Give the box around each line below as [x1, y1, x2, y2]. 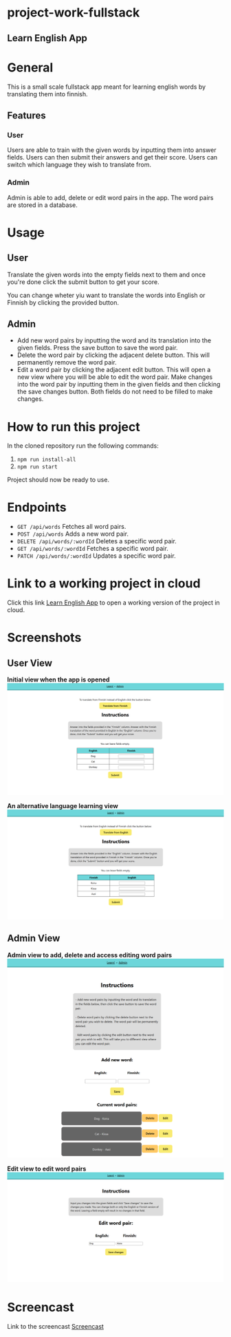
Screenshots [7, 630, 82, 646]
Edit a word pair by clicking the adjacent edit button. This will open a [16, 366, 211, 374]
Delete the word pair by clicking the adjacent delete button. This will [16, 351, 210, 359]
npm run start [16, 464, 58, 470]
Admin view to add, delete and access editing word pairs [7, 950, 173, 959]
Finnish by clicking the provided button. [7, 298, 119, 307]
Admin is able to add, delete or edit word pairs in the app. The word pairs [7, 193, 214, 202]
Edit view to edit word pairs [7, 1164, 87, 1173]
